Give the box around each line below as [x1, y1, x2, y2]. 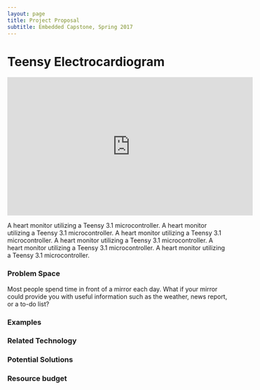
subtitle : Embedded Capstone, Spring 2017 [7, 23, 133, 30]
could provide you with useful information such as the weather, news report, [7, 292, 228, 301]
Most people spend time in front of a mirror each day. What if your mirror [7, 285, 218, 293]
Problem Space [7, 268, 61, 278]
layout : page [7, 10, 46, 18]
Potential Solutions [7, 355, 74, 365]
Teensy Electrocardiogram [7, 53, 165, 70]
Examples [7, 317, 42, 327]
